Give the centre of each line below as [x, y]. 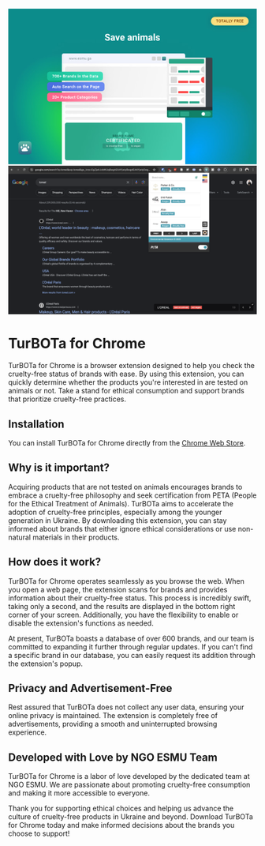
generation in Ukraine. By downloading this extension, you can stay [118, 520]
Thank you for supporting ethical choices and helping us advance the [121, 808]
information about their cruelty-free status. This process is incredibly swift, [130, 598]
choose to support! [39, 833]
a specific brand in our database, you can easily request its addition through [132, 655]
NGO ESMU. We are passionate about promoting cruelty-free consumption [129, 785]
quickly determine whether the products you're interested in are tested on [128, 382]
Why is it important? [59, 468]
